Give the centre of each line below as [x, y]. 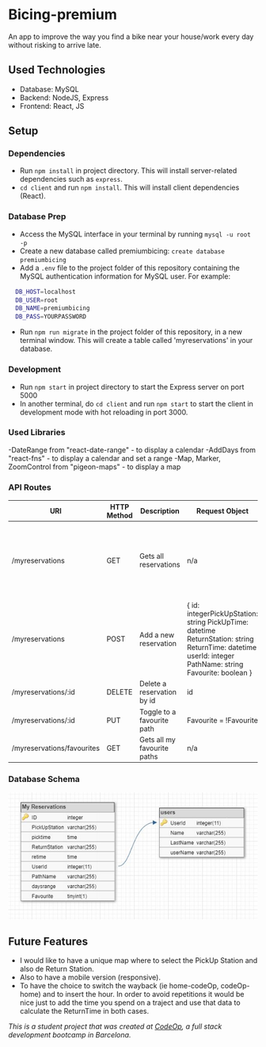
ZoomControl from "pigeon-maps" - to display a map [95, 467]
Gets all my [158, 739]
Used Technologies [57, 70]
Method [120, 515]
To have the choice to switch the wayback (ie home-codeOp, [119, 986]
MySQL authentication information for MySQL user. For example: [125, 276]
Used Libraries [37, 433]
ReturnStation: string [221, 639]
